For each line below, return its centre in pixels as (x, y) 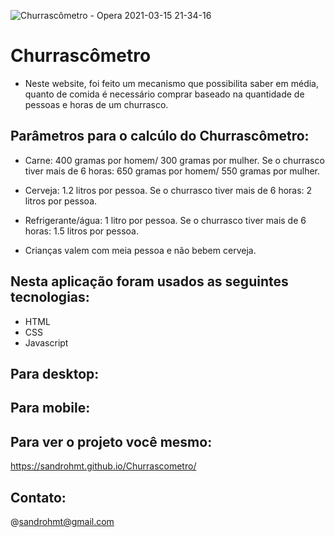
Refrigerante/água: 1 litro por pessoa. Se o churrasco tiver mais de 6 (165, 220)
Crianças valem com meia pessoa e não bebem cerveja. (140, 250)
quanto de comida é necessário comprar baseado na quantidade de (164, 94)
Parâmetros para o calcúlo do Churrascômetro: (160, 136)
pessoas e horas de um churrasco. (96, 104)
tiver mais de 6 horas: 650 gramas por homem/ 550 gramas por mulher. (172, 171)
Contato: (38, 497)
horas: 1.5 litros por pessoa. (81, 231)
